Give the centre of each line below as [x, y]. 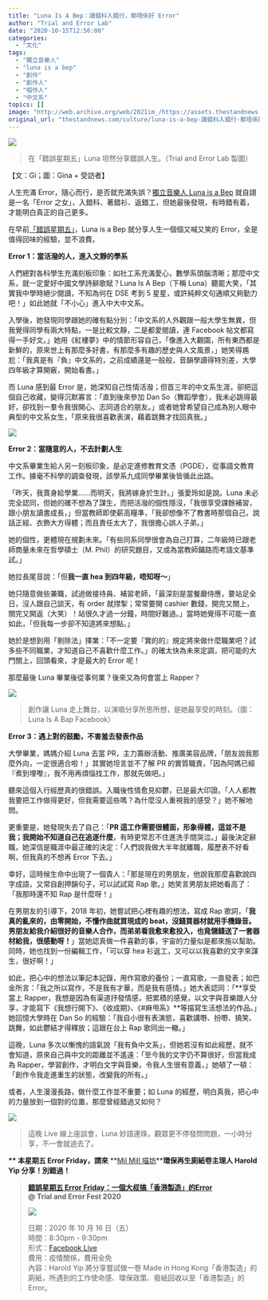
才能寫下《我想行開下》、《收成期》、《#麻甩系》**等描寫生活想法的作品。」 [140, 1008]
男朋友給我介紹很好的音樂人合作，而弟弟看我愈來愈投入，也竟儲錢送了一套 [130, 930]
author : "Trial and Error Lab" [60, 23]
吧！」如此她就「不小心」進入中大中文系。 [78, 303]
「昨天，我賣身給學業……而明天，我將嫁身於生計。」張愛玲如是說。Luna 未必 [134, 493]
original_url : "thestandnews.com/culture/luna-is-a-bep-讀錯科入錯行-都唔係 [133, 120]
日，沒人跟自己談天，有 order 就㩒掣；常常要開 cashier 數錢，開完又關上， [131, 603]
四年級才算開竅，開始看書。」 [55, 370]
